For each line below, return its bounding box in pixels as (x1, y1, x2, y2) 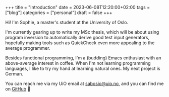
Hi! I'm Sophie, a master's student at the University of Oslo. (5, 20, 129, 25)
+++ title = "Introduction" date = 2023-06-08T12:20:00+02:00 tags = (5, 5, 150, 10)
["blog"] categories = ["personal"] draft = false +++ (5, 10, 112, 16)
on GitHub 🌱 (5, 86, 31, 92)
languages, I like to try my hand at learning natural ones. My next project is (5, 65, 160, 71)
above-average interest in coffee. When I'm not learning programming (5, 60, 151, 66)
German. (5, 71, 24, 77)
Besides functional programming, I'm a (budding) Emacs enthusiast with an (5, 55, 161, 61)
